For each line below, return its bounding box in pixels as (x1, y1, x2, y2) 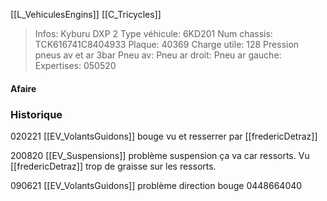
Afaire (10, 82, 37, 94)
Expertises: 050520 (34, 60, 117, 71)
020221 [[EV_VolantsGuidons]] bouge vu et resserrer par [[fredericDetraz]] (10, 130, 318, 142)
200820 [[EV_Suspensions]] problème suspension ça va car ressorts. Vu (10, 149, 310, 161)
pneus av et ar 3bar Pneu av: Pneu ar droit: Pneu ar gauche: (34, 49, 282, 61)
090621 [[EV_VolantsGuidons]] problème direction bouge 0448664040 (10, 179, 303, 191)
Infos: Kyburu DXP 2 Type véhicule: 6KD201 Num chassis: (34, 28, 273, 39)
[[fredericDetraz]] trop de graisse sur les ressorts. (10, 160, 217, 172)
